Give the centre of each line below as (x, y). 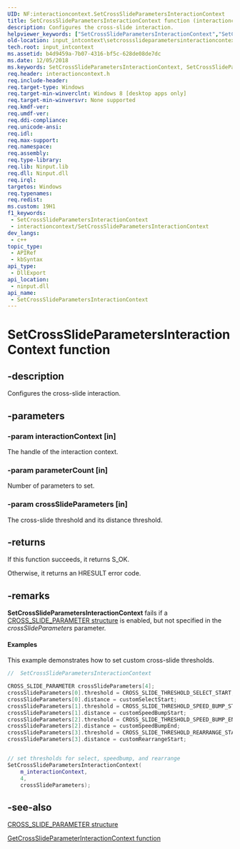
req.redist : (25, 200)
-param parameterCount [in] (58, 470)
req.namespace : (30, 147)
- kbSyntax (26, 260)
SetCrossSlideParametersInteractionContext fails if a (87, 613)
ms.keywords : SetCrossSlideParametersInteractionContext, (95, 67)
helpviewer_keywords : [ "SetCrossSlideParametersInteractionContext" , (113, 34)
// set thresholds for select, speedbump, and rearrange (94, 759)
